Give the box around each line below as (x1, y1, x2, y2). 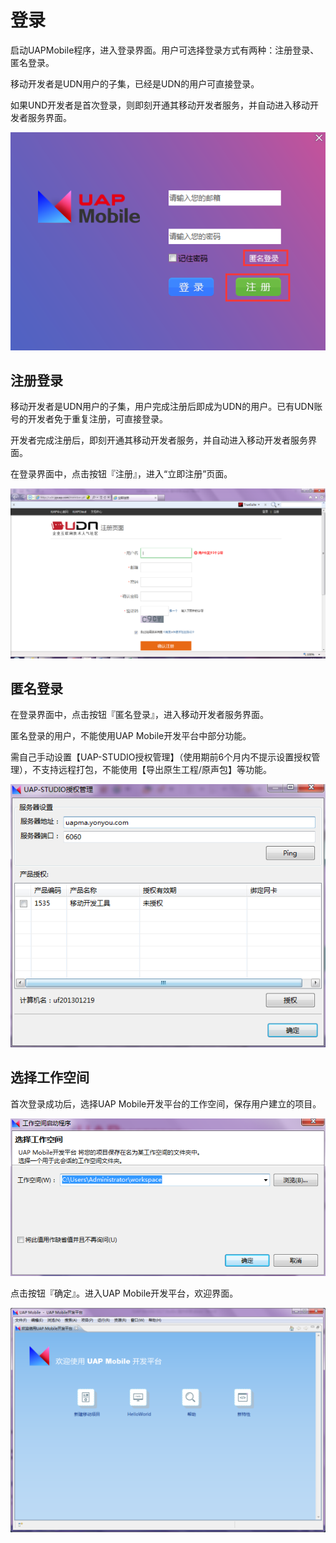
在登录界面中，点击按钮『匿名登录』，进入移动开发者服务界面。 (10, 709, 269, 721)
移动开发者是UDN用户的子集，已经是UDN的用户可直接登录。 (10, 77, 260, 90)
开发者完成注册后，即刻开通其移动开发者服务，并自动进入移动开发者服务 (10, 434, 308, 446)
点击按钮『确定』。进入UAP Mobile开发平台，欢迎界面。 (10, 1287, 239, 1300)
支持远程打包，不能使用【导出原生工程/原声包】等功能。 (40, 764, 273, 776)
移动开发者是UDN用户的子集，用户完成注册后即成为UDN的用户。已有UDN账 (10, 401, 323, 413)
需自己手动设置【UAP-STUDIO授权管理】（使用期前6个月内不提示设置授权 (10, 751, 312, 763)
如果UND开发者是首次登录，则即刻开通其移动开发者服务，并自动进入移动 (10, 99, 311, 111)
